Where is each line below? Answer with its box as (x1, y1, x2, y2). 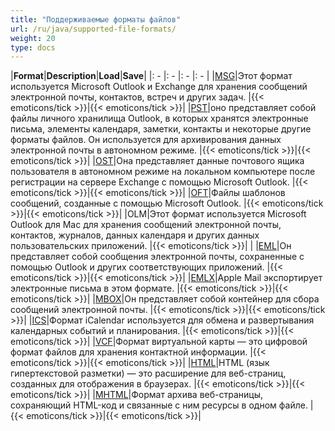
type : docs (10, 42, 56, 53)
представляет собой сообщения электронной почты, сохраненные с (10, 251, 305, 263)
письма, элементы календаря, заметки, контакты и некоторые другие (10, 123, 312, 135)
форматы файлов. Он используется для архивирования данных (10, 134, 282, 146)
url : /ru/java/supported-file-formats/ (10, 24, 177, 34)
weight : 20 (10, 33, 56, 43)
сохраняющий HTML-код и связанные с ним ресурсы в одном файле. (10, 399, 308, 411)
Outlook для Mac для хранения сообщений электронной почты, (10, 219, 282, 231)
